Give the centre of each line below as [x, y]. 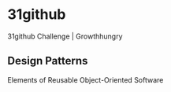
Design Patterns [48, 61]
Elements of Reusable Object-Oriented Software [85, 79]
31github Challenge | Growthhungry [65, 36]
